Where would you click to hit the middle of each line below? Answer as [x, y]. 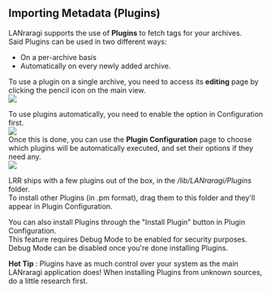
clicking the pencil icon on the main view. [77, 90]
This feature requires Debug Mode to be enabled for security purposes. [128, 239]
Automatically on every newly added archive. [95, 66]
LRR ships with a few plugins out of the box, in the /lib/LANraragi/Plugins [130, 180]
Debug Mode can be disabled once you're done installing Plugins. [118, 247]
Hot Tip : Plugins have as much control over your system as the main [124, 264]
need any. [25, 157]
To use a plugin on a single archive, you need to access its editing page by [133, 81]
